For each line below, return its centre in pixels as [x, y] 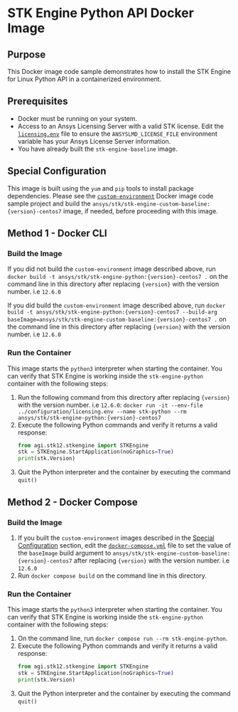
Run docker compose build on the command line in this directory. [112, 575]
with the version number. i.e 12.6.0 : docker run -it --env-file [110, 405]
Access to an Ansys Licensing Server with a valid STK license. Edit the [120, 126]
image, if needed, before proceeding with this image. [140, 211]
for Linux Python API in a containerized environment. [85, 79]
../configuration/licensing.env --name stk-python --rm [102, 411]
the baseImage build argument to [64, 553]
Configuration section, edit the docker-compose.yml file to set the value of [124, 545]
